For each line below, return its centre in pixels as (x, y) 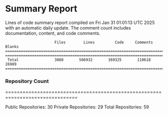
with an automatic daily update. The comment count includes (68, 27)
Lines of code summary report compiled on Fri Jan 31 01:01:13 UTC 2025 (80, 22)
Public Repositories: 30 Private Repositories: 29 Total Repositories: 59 (77, 107)
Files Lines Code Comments (104, 42)
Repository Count (27, 81)
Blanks (12, 46)
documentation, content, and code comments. (53, 33)
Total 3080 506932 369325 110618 (79, 60)
